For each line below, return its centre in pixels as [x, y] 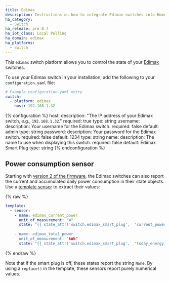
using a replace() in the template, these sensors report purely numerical [81, 268]
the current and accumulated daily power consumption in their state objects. [85, 181]
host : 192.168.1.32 [35, 106]
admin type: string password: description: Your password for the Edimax [81, 132]
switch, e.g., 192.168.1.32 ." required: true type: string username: [73, 121]
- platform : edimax [30, 101]
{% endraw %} [21, 253]
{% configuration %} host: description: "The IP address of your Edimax [79, 116]
